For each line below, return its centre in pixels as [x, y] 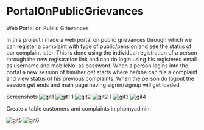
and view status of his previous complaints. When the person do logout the [100, 78]
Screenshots [22, 97]
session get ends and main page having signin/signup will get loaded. [94, 85]
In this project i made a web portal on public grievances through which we [99, 39]
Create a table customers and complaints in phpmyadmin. [79, 108]
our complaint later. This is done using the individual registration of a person [102, 52]
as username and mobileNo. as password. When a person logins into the [97, 66]
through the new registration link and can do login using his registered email [101, 59]
